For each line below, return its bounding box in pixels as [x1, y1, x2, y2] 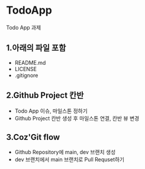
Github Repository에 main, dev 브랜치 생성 [14, 149, 116, 156]
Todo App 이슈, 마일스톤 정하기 [14, 107, 88, 114]
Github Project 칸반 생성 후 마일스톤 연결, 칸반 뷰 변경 [14, 114, 140, 122]
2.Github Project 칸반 [6, 90, 84, 101]
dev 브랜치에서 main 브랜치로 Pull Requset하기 [14, 156, 125, 163]
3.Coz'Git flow [6, 132, 60, 142]
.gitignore [14, 72, 38, 79]
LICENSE [14, 65, 37, 72]
